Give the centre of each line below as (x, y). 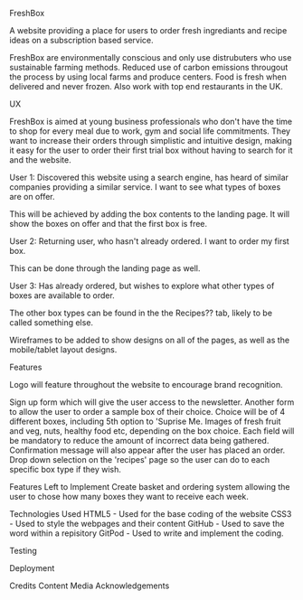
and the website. (40, 160)
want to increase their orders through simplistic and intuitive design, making (151, 141)
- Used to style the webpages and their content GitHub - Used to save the (147, 524)
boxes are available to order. (62, 295)
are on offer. (32, 197)
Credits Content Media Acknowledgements (90, 586)
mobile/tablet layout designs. (63, 350)
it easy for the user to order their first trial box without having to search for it (151, 150)
